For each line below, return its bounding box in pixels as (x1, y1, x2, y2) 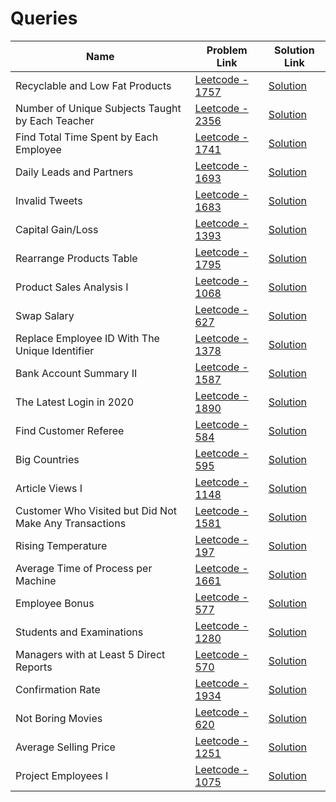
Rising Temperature (15, 538, 108, 552)
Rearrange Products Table (15, 251, 138, 265)
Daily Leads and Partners (15, 165, 134, 179)
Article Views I (15, 481, 83, 495)
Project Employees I (15, 768, 109, 782)
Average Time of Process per (15, 561, 153, 575)
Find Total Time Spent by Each (15, 130, 159, 144)
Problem (206, 43, 248, 57)
